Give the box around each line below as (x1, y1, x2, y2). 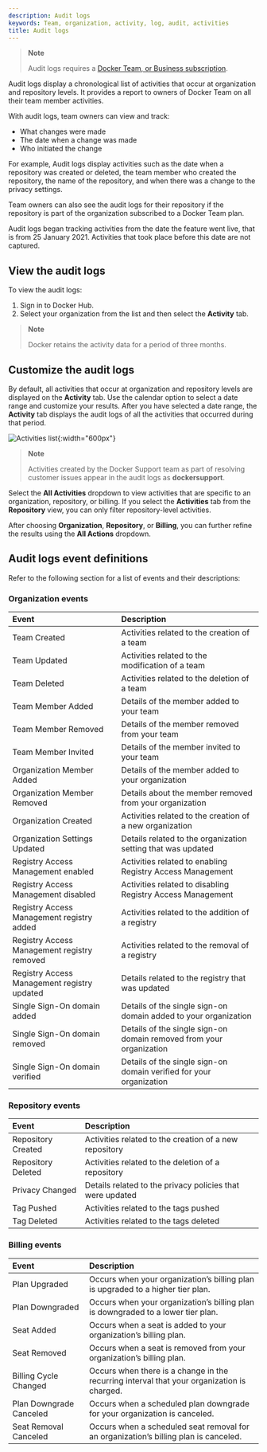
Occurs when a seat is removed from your (88, 1342, 246, 1353)
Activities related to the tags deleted (84, 1215, 220, 1227)
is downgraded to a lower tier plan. (88, 1306, 219, 1317)
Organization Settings (12, 833, 94, 844)
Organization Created (12, 816, 93, 827)
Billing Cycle (12, 1370, 59, 1381)
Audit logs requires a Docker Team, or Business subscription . (27, 64, 228, 73)
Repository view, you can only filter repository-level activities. (8, 505, 212, 515)
